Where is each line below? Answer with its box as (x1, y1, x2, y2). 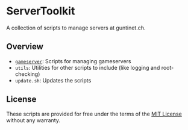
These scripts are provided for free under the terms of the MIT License (6, 110, 182, 117)
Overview (6, 42, 44, 52)
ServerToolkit (6, 4, 75, 18)
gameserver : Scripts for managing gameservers (14, 57, 131, 64)
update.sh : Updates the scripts (14, 76, 92, 84)
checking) (14, 70, 40, 78)
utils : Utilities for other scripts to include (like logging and (14, 64, 160, 71)
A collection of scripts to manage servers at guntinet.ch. (6, 24, 146, 31)
